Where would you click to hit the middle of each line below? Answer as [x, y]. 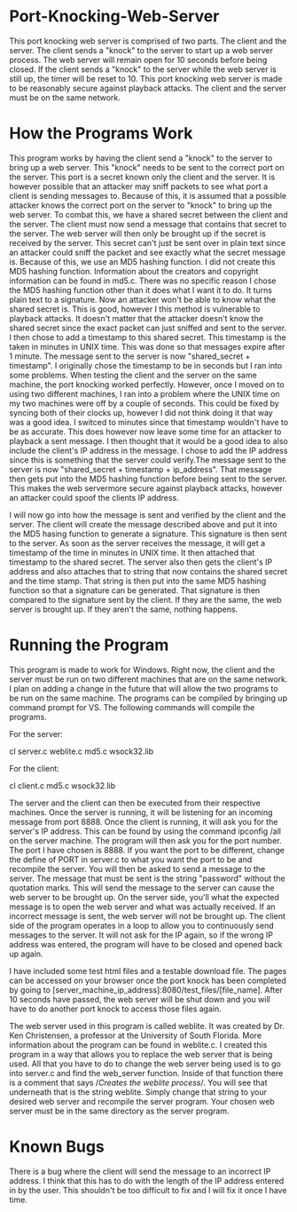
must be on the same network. [65, 97]
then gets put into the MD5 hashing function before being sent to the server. [148, 479]
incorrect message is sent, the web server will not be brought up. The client [148, 915]
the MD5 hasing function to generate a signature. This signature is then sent [148, 534]
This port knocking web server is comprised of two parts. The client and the [148, 41]
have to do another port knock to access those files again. [115, 1009]
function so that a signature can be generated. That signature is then [135, 590]
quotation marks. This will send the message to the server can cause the [142, 887]
